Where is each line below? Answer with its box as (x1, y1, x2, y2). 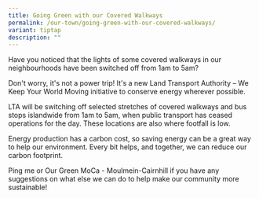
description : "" (8, 33, 61, 42)
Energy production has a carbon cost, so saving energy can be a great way (8, 134, 251, 144)
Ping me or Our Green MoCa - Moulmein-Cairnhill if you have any (8, 166, 220, 175)
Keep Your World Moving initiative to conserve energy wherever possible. (8, 87, 246, 97)
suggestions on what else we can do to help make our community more (8, 174, 239, 184)
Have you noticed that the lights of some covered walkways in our (8, 55, 222, 64)
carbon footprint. (8, 151, 64, 160)
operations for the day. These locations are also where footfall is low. (8, 119, 231, 128)
